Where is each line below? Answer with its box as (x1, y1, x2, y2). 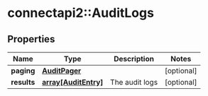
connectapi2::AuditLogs (7, 5, 155, 21)
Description (113, 54, 155, 64)
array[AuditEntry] (42, 78, 104, 87)
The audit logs (109, 78, 158, 87)
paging (11, 66, 35, 76)
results (11, 78, 35, 87)
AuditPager (42, 66, 82, 76)
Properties (7, 33, 55, 45)
